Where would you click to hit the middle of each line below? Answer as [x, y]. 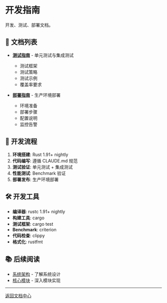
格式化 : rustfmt [28, 242]
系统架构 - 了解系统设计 [37, 274]
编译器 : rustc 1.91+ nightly [39, 212]
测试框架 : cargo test [33, 224]
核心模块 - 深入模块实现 [37, 281]
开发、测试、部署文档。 [29, 25]
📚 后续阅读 [23, 259]
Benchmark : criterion [34, 230]
